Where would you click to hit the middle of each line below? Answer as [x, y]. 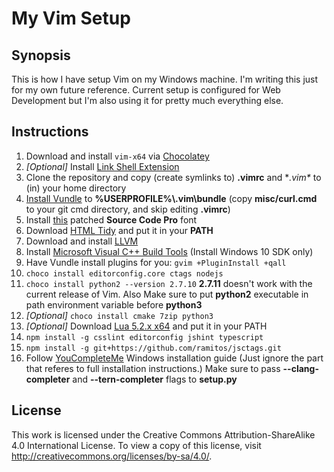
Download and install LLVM [82, 241]
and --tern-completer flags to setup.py [155, 379]
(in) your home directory [76, 188]
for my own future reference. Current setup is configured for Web [146, 90]
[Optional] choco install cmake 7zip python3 [119, 315]
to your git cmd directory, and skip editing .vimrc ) [128, 209]
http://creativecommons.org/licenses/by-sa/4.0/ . [112, 456]
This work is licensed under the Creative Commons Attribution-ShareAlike [163, 434]
